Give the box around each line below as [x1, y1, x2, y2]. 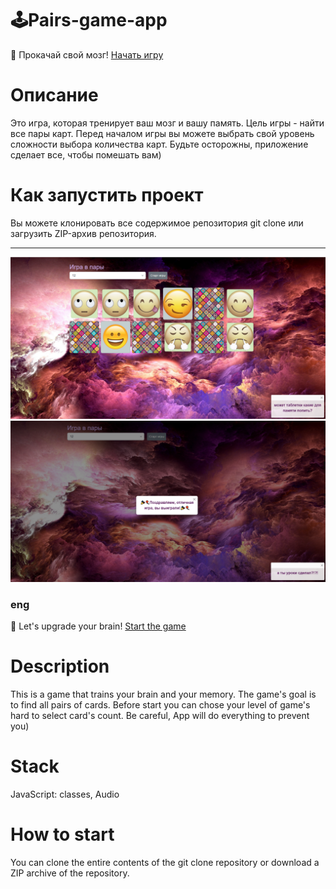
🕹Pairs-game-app [10, 9, 168, 32]
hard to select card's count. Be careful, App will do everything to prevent [10, 709, 310, 721]
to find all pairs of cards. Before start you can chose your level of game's [10, 698, 311, 711]
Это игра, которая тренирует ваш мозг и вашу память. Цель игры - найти [10, 117, 325, 129]
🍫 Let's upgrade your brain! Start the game [10, 620, 187, 632]
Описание [10, 84, 99, 107]
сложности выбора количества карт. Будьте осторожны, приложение [10, 138, 309, 150]
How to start [10, 823, 115, 846]
